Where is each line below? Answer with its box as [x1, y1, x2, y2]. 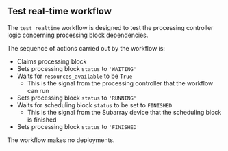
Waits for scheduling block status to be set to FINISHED [16, 100, 173, 109]
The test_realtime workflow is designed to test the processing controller [7, 23, 214, 31]
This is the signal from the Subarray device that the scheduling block [27, 108, 222, 116]
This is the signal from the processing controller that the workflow [27, 79, 214, 87]
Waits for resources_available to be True [16, 72, 133, 80]
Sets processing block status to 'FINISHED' [16, 122, 140, 131]
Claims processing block [16, 57, 87, 66]
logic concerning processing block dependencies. [7, 31, 149, 39]
